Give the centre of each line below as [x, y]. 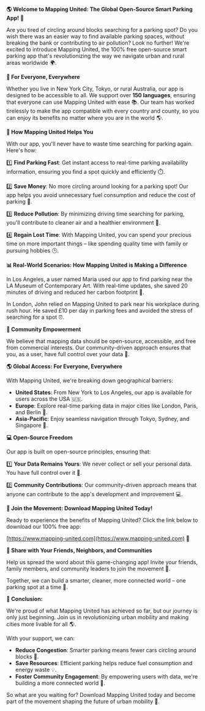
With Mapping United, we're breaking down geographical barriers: [90, 381]
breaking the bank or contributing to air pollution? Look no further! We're [98, 43]
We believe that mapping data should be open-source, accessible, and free [101, 341]
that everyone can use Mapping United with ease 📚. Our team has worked [100, 102]
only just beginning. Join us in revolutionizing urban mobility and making [98, 617]
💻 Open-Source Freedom [39, 437]
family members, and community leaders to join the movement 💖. [88, 569]
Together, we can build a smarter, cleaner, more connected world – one [96, 580]
